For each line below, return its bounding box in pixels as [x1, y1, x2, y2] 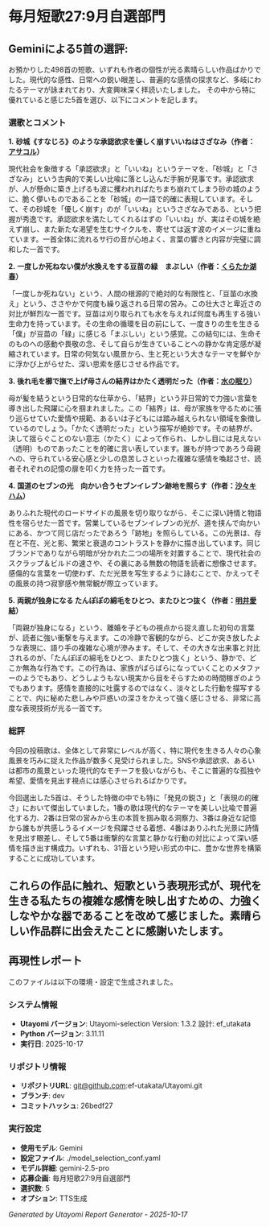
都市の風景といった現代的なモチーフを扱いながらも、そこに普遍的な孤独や [14, 766, 261, 775]
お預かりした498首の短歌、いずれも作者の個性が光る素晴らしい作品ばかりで [8, 65, 261, 74]
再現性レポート [8, 954, 83, 968]
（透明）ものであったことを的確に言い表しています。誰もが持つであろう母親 [8, 444, 261, 453]
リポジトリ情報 [8, 1061, 67, 1072]
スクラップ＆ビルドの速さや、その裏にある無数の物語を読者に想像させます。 [8, 559, 261, 568]
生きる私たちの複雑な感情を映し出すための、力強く [8, 894, 262, 907]
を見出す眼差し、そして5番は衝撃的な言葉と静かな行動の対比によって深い [8, 832, 252, 842]
